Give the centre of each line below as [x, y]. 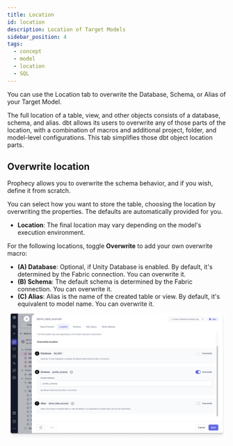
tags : [15, 44]
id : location [26, 22]
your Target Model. [34, 102]
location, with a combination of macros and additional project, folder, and [112, 130]
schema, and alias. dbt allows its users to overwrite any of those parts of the [116, 123]
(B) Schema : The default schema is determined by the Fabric [105, 282]
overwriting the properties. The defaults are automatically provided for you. [115, 212]
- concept [27, 52]
